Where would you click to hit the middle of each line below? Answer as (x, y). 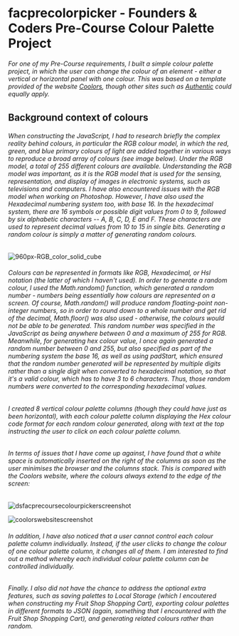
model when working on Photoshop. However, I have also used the (106, 196)
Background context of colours (78, 118)
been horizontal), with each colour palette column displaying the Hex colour (119, 416)
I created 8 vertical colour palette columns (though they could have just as (117, 409)
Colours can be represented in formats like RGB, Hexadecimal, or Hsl (110, 273)
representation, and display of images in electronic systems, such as (109, 181)
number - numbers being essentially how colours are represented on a (112, 296)
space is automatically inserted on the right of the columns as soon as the (117, 461)
